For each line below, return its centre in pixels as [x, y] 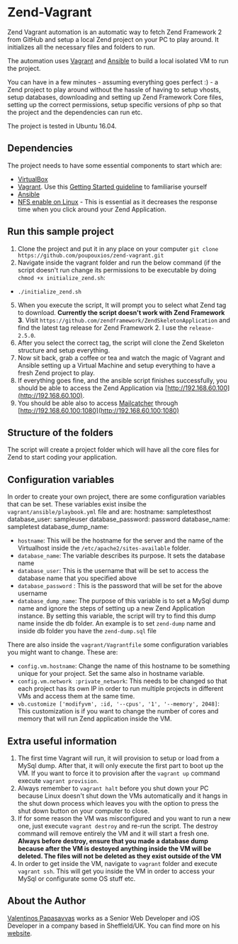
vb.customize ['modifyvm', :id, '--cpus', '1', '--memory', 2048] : [118, 704]
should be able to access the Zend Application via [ [92, 388]
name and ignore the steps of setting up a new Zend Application [111, 609]
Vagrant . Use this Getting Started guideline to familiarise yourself [112, 187]
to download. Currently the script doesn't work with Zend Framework [121, 312]
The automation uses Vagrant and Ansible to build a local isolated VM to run [118, 60]
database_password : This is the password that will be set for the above [120, 586]
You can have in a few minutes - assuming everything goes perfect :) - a [113, 82]
